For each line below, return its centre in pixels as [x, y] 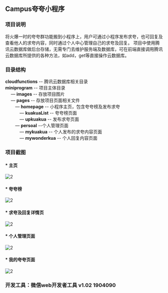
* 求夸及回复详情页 [24, 212]
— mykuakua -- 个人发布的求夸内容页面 [61, 132]
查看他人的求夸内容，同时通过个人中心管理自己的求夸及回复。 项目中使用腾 [82, 43]
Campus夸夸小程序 [35, 9]
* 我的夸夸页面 [20, 260]
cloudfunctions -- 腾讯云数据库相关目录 [47, 81]
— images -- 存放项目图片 [38, 94]
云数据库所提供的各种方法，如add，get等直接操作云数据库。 [67, 55]
